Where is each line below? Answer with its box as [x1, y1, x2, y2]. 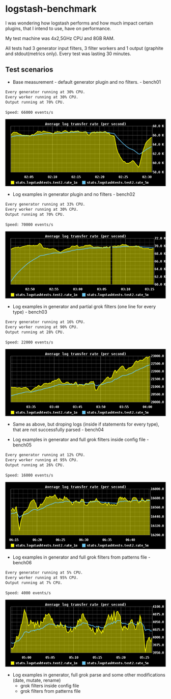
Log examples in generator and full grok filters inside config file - [12, 436, 149, 442]
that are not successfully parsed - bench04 [12, 427, 104, 433]
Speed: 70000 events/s [5, 222, 53, 227]
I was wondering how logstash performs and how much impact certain [5, 20, 154, 26]
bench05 [12, 442, 32, 448]
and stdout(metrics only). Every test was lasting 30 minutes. [5, 51, 131, 57]
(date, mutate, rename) [12, 677, 61, 683]
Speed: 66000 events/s [5, 110, 53, 115]
